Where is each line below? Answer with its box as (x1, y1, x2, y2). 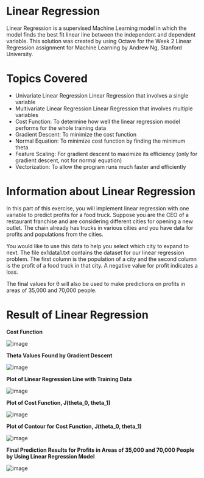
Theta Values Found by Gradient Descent (6, 352, 113, 359)
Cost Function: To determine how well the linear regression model (15, 118, 181, 125)
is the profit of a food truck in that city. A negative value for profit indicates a (6, 262, 198, 269)
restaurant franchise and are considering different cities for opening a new (6, 218, 194, 225)
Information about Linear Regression (6, 185, 196, 199)
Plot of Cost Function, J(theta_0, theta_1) (6, 399, 111, 406)
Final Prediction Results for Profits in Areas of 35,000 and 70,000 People (6, 446, 195, 454)
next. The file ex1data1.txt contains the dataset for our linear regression (6, 249, 185, 256)
